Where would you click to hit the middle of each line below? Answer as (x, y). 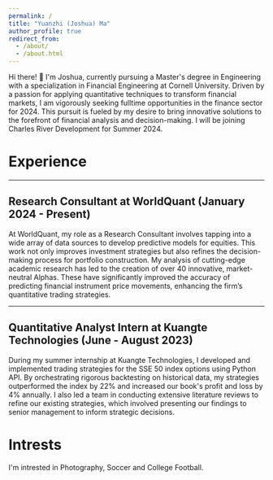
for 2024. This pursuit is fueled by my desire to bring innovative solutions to (135, 111)
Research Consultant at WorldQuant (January (127, 201)
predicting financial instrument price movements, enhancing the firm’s (126, 286)
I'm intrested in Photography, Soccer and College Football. (106, 467)
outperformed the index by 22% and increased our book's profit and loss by (136, 386)
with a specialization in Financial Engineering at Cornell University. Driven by (136, 85)
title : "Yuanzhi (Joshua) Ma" (60, 24)
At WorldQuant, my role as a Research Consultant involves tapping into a (130, 233)
